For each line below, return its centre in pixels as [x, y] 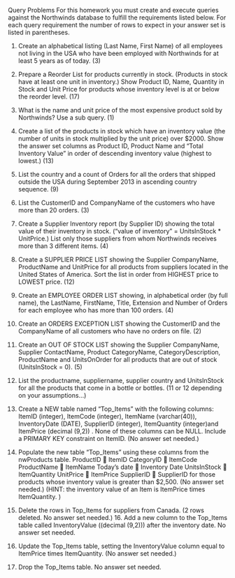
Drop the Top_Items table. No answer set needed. [90, 567]
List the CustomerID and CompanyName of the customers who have [116, 203]
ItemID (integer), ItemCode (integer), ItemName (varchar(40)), [107, 416]
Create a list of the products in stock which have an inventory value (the [122, 131]
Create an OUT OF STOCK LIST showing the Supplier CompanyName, [119, 345]
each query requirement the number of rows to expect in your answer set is [117, 25]
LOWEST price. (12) [47, 282]
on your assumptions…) [52, 395]
